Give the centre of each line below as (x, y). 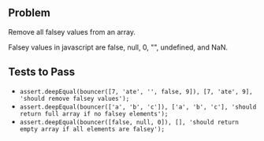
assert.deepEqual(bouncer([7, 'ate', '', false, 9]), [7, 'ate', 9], (136, 91)
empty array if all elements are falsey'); (92, 129)
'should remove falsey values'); (74, 98)
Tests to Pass (42, 72)
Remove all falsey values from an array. (72, 32)
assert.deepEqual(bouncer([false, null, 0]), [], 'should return (129, 122)
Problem (30, 13)
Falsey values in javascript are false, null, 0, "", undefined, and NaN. (118, 47)
